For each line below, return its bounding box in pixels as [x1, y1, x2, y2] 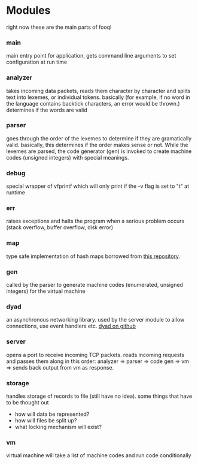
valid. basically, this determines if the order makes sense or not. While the [6, 141, 188, 148]
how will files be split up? [14, 416, 77, 424]
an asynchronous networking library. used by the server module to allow [6, 316, 185, 323]
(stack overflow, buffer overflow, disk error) [6, 224, 114, 231]
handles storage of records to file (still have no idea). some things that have [6, 392, 193, 400]
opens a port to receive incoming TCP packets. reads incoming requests [6, 351, 184, 358]
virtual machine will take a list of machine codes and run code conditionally [6, 452, 191, 459]
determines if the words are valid [6, 106, 88, 113]
